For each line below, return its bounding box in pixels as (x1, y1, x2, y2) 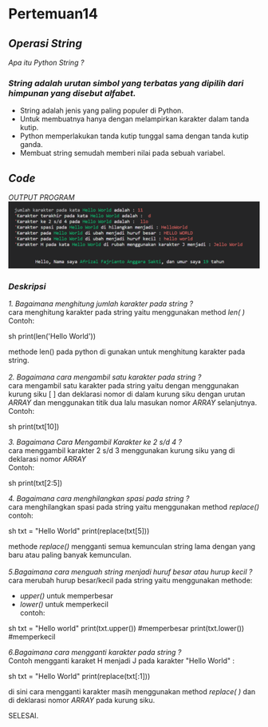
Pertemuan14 (8, 5, 98, 23)
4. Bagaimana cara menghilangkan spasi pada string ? (8, 494, 190, 503)
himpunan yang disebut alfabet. (8, 87, 136, 98)
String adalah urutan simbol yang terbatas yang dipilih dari (8, 77, 244, 89)
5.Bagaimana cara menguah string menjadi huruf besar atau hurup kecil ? (8, 567, 253, 577)
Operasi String (8, 37, 82, 50)
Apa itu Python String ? (8, 58, 85, 67)
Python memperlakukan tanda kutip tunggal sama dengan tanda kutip (19, 131, 249, 141)
